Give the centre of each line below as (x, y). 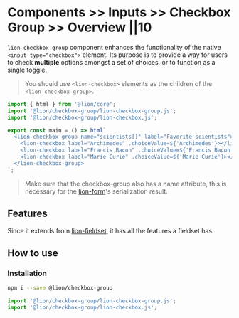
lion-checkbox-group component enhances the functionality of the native (115, 47)
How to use (33, 253)
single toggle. (27, 70)
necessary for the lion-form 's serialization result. (96, 191)
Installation (27, 273)
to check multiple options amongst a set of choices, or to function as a (111, 62)
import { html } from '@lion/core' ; (62, 104)
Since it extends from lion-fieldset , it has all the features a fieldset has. (111, 230)
